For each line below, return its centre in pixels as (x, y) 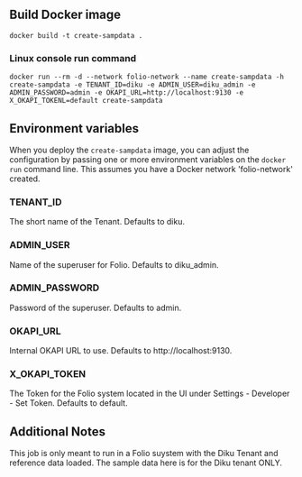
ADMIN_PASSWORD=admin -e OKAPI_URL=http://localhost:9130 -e (127, 93)
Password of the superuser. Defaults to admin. (96, 307)
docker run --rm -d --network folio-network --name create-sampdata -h (146, 77)
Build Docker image (65, 15)
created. (25, 179)
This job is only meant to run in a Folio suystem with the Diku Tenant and (144, 454)
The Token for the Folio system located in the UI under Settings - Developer (150, 394)
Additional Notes (58, 431)
